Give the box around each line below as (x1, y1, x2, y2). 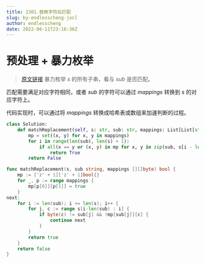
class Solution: (6, 121, 48, 128)
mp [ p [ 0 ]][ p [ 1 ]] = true (28, 183, 86, 189)
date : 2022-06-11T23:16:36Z (6, 26, 78, 32)
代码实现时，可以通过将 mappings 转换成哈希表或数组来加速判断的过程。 (6, 109, 190, 117)
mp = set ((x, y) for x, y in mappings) (28, 132, 130, 139)
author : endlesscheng (6, 20, 62, 26)
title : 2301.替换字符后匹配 (6, 9, 71, 15)
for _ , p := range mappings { (17, 178, 95, 184)
